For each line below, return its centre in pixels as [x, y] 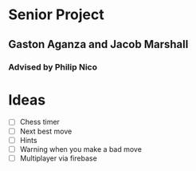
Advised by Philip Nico [53, 67]
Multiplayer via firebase [58, 158]
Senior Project [57, 15]
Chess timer [39, 122]
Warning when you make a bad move [80, 149]
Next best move [46, 131]
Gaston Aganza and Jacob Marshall [98, 44]
